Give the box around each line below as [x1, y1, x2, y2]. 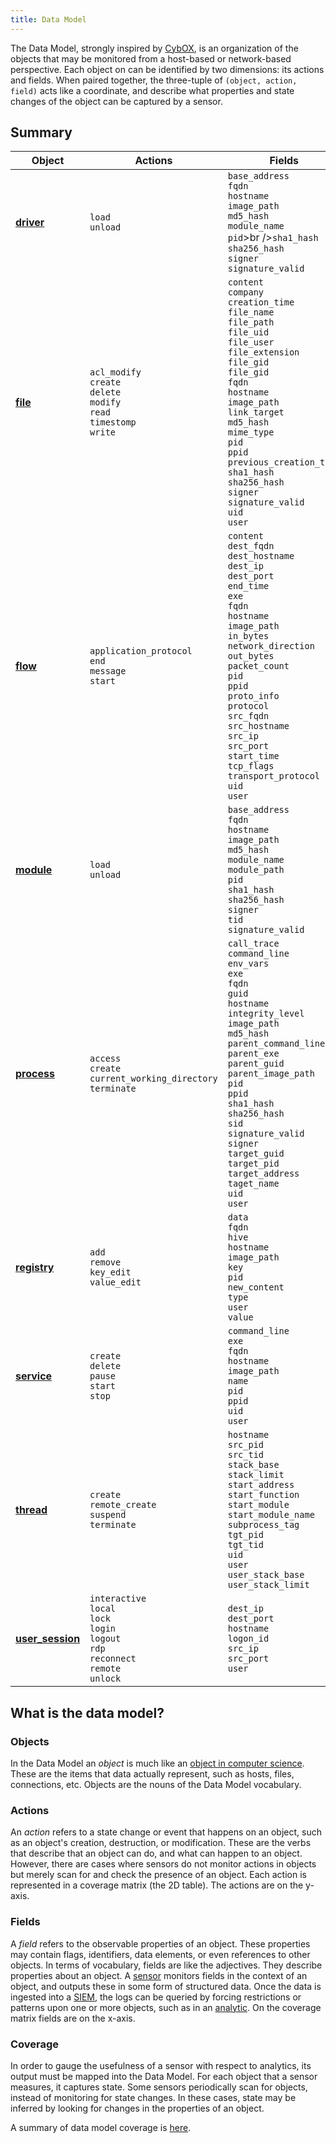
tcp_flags [227, 761, 275, 772]
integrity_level [227, 1008, 305, 1020]
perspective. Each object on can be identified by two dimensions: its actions [10, 63, 325, 75]
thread [15, 1503, 48, 1517]
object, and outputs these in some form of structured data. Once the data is [10, 1980, 322, 1992]
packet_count [227, 661, 290, 672]
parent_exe [227, 1048, 280, 1060]
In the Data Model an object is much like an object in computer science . [10, 1757, 305, 1770]
